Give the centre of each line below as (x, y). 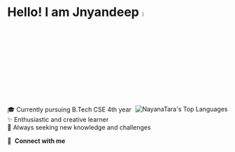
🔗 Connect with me (36, 141)
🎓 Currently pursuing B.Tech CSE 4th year (69, 109)
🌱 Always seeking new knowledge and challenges (79, 128)
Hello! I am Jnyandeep (73, 12)
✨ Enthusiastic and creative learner (58, 120)
